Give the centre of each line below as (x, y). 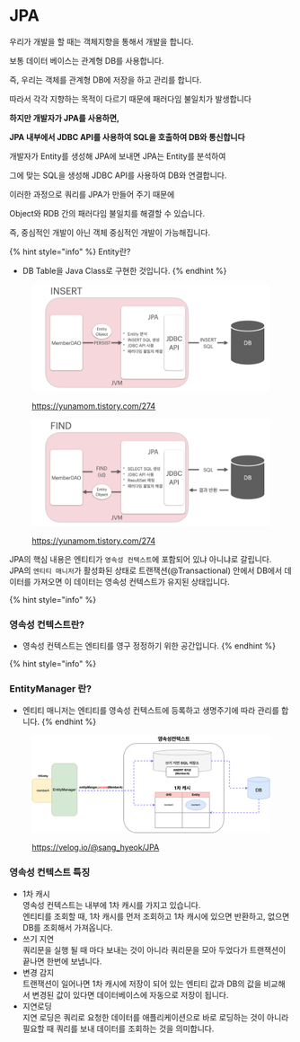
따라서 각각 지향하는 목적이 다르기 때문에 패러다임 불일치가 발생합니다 (130, 99)
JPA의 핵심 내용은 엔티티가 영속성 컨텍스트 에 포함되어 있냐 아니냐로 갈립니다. (141, 560)
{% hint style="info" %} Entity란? (70, 252)
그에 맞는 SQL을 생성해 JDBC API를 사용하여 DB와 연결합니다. (118, 175)
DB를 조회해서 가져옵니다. (67, 927)
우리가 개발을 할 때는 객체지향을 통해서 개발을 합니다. (101, 41)
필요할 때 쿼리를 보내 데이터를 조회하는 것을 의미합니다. (118, 1029)
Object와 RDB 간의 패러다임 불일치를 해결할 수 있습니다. (107, 213)
